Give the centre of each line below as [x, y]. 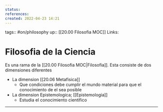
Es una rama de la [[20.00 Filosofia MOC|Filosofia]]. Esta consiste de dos [78, 65]
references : [17, 14]
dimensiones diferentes [28, 70]
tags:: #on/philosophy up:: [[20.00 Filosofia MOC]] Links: [62, 32]
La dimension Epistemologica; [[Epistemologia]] [60, 95]
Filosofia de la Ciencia [50, 52]
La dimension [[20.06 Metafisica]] [46, 80]
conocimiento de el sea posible [50, 90]
